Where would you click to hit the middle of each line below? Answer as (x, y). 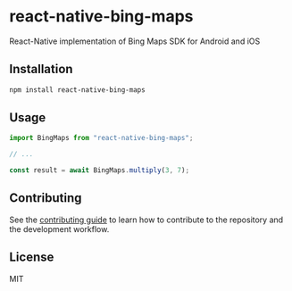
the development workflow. (59, 229)
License (32, 258)
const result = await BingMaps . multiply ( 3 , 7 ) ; (100, 170)
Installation (41, 69)
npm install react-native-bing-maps (77, 90)
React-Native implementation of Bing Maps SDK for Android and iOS (135, 41)
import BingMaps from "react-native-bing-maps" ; (101, 138)
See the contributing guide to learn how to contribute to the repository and (146, 220)
